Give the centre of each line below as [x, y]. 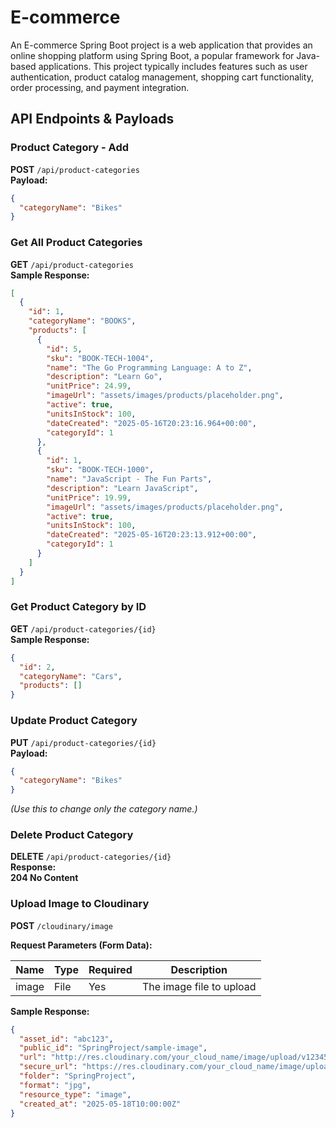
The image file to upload [199, 986]
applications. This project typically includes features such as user [173, 66]
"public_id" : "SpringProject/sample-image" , [113, 1048]
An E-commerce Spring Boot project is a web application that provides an [161, 45]
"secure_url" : [48, 1067]
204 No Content [44, 878]
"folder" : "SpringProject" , [78, 1076]
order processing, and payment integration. [100, 87]
